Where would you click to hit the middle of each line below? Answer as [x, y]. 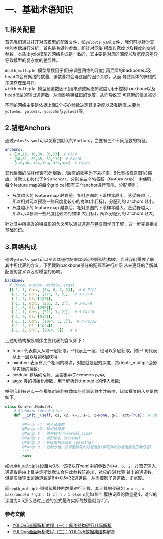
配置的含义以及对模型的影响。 [35, 272]
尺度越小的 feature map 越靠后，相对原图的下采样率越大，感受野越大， [83, 208]
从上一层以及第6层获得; [35, 357]
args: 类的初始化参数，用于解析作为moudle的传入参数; [66, 381]
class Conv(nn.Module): [29, 406]
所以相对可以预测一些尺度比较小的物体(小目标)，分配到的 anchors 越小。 [85, 201]
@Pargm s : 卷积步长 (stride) [52, 438]
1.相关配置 [20, 29]
